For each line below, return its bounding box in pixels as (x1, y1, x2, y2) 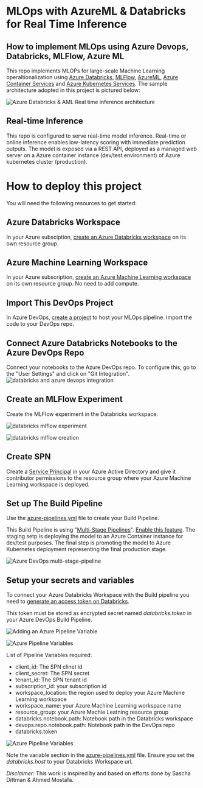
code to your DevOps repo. (6, 320, 74, 328)
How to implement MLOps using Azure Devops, (6, 41, 189, 52)
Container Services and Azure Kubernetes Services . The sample (6, 80, 168, 87)
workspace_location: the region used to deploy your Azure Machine (15, 689, 185, 697)
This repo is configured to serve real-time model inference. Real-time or (6, 132, 187, 139)
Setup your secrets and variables (6, 575, 135, 585)
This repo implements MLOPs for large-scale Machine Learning (6, 67, 165, 74)
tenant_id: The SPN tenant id (15, 676, 87, 683)
